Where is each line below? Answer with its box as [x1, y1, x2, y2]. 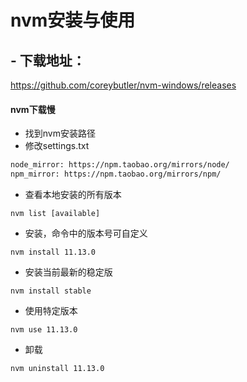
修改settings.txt [24, 140, 90, 152]
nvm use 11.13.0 [10, 324, 78, 335]
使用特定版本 [24, 304, 78, 316]
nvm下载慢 [10, 103, 56, 115]
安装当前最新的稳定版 [24, 266, 113, 278]
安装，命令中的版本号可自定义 [24, 227, 148, 239]
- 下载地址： [10, 52, 86, 69]
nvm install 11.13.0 [10, 247, 97, 257]
